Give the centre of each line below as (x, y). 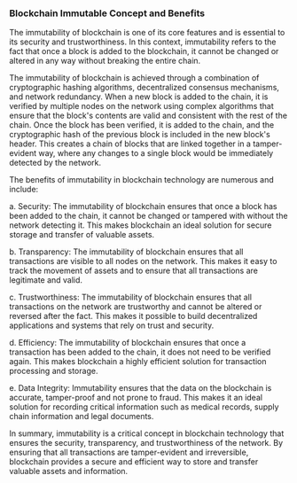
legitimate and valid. (46, 280)
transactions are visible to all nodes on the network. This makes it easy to (143, 261)
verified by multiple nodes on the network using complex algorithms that (141, 106)
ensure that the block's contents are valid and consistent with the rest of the (148, 116)
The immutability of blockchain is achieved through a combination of (134, 78)
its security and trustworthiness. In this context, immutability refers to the (143, 42)
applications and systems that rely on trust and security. (112, 325)
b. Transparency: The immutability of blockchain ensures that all (126, 252)
